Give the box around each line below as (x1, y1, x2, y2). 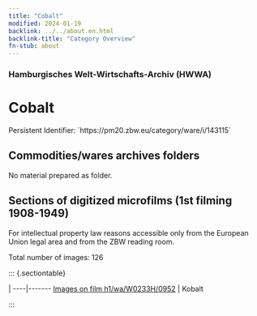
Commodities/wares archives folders (8, 149, 200, 163)
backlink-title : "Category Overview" (8, 34, 136, 43)
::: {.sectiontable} (8, 268, 66, 278)
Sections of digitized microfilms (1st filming (8, 194, 233, 207)
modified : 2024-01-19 (8, 19, 82, 28)
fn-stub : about (8, 42, 60, 50)
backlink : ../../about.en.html (8, 27, 114, 35)
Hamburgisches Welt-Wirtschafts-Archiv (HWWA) (8, 69, 212, 80)
